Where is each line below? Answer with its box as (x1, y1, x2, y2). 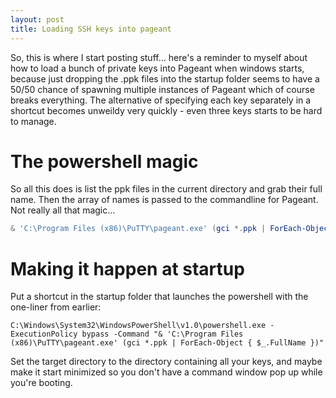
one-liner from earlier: (10, 301, 102, 313)
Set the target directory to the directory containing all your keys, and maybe (10, 356, 323, 368)
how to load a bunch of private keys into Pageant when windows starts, (10, 62, 305, 74)
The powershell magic (10, 150, 199, 173)
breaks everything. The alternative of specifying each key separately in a (10, 94, 312, 106)
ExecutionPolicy (10, 329, 78, 340)
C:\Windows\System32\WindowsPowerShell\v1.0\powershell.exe (10, 321, 267, 331)
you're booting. (10, 377, 73, 389)
